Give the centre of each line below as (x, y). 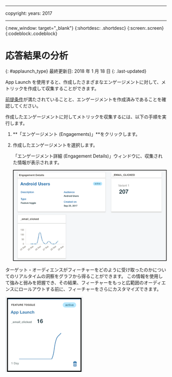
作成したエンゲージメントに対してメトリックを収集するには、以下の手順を (84, 117)
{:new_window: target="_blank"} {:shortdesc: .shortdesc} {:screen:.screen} (85, 28)
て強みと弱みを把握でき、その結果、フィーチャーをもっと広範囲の (75, 282)
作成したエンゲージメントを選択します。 (55, 145)
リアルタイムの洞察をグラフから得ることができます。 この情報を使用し (89, 276)
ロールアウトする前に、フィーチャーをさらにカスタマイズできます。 (90, 289)
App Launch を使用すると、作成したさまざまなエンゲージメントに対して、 (83, 82)
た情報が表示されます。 (37, 162)
